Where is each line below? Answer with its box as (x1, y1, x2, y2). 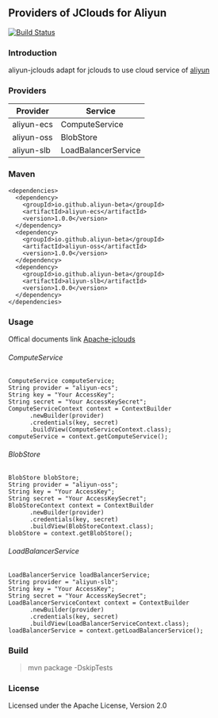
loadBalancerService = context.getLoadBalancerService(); (8, 627, 204, 635)
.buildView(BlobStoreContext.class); (29, 523, 155, 531)
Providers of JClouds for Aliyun (8, 6, 167, 20)
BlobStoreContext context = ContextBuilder (8, 502, 155, 510)
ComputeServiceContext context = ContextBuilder (8, 405, 172, 413)
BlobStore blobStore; (8, 474, 80, 482)
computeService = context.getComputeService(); (8, 433, 169, 441)
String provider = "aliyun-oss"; (8, 481, 119, 489)
